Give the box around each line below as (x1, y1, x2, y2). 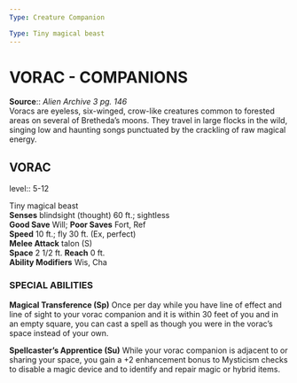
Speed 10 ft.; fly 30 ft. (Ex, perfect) (9, 229, 137, 239)
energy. (9, 134, 37, 145)
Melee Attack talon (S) (9, 238, 93, 249)
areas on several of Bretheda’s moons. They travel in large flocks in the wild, (9, 115, 288, 126)
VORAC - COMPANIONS (9, 67, 189, 87)
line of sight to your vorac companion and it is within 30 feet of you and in (9, 309, 279, 319)
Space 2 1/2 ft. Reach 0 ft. (9, 247, 106, 258)
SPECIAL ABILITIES (9, 279, 93, 292)
